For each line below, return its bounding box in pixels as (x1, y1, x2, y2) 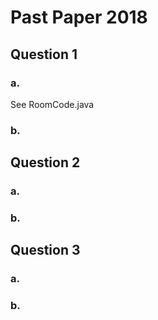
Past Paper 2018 (10, 6, 148, 29)
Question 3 (10, 242, 81, 259)
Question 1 (10, 46, 78, 63)
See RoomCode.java (10, 98, 95, 110)
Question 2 (10, 154, 81, 171)
